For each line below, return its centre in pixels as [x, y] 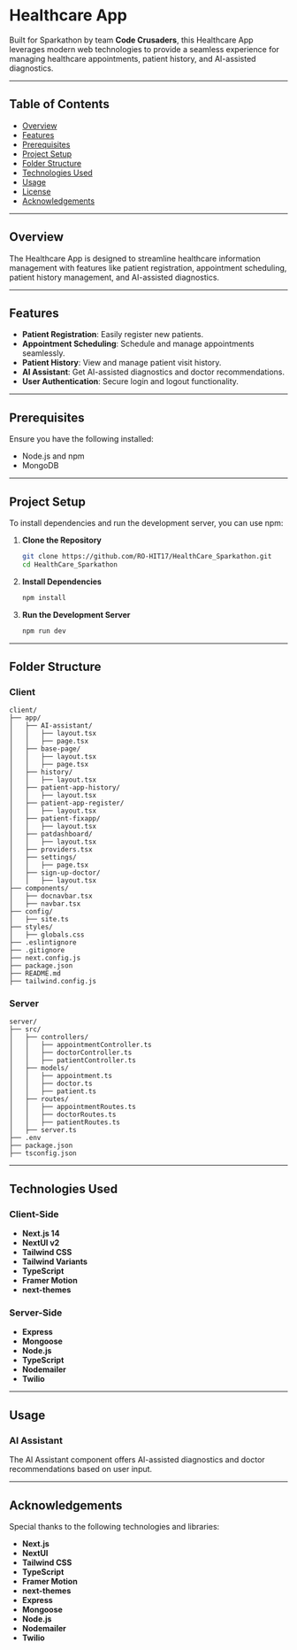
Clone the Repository [61, 540]
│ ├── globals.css [47, 935]
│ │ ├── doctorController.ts [71, 1053]
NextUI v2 [41, 1243]
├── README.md [35, 974]
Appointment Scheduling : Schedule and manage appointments [138, 344]
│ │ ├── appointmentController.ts [80, 1045]
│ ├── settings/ [43, 858]
